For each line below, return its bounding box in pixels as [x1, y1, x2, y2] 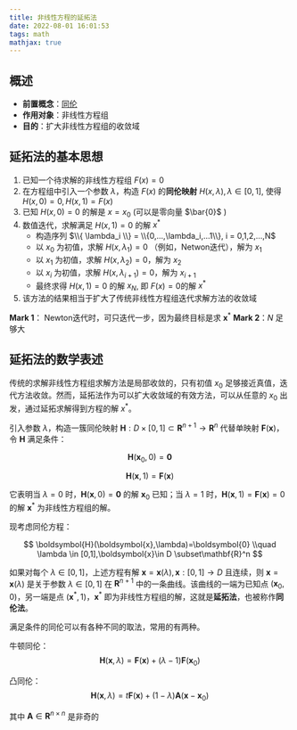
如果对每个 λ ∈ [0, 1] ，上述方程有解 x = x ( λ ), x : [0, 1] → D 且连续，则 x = [9, 567, 279, 578]
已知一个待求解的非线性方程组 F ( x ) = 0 [21, 175, 165, 185]
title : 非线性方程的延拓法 [9, 12, 98, 22]
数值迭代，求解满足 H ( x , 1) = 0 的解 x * [21, 217, 161, 230]
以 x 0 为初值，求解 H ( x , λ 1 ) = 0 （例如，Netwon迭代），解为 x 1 [35, 242, 262, 255]
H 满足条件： [19, 433, 67, 444]
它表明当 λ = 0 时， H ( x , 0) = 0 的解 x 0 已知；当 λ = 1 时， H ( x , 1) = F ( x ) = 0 [9, 489, 285, 502]
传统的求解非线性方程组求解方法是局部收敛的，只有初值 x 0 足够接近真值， [9, 377, 280, 390]
